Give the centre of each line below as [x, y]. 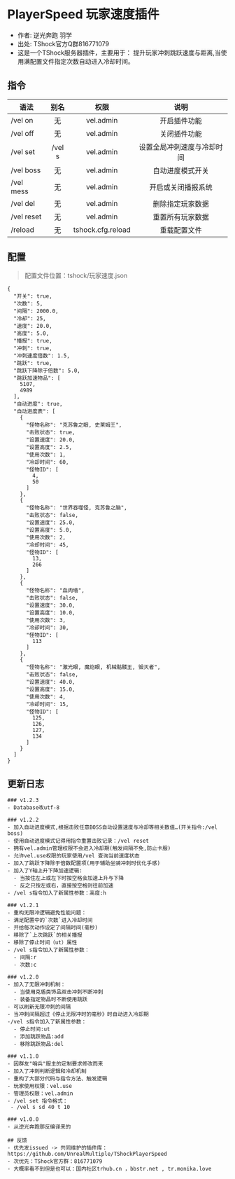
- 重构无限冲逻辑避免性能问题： [47, 913]
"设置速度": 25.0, [50, 523]
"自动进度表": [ [35, 411]
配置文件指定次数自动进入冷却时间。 [82, 61]
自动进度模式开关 [181, 170]
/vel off [22, 133]
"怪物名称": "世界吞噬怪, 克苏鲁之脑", [76, 508]
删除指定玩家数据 [181, 204]
